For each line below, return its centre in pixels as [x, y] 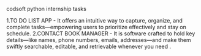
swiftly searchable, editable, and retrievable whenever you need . [89, 46]
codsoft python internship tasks [47, 9]
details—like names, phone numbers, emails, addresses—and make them [99, 40]
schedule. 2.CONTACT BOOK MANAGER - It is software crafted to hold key [101, 33]
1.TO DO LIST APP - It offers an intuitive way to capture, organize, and [94, 20]
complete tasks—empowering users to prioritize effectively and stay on [97, 27]
